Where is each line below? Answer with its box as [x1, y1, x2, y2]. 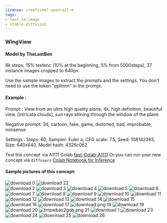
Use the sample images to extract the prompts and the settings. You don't [5, 77, 160, 84]
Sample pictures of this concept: [5, 169, 76, 175]
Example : [5, 94, 27, 101]
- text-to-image [5, 17, 40, 22]
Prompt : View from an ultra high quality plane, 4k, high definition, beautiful [5, 106, 162, 112]
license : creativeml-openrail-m [5, 7, 74, 13]
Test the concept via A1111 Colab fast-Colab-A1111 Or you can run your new [5, 151, 161, 157]
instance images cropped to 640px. [5, 68, 80, 74]
